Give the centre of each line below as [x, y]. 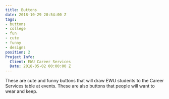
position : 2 [18, 52]
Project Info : [20, 57]
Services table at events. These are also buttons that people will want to [80, 86]
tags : [11, 19]
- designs [16, 47]
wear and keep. [21, 91]
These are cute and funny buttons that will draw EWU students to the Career [84, 81]
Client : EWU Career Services [40, 62]
